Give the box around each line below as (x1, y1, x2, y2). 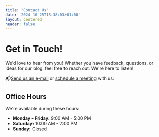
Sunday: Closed (12, 126, 47, 132)
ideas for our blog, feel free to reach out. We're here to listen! (5, 65, 134, 71)
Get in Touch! (5, 43, 63, 55)
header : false (5, 21, 36, 27)
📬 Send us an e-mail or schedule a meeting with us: (5, 75, 114, 81)
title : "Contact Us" (5, 7, 49, 13)
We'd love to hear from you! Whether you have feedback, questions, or (5, 60, 154, 66)
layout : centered (5, 17, 42, 22)
